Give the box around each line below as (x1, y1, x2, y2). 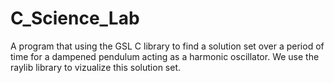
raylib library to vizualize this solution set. (10, 61, 182, 73)
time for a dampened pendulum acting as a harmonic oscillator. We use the (10, 50, 320, 62)
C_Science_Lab (10, 7, 140, 30)
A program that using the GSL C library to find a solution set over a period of (10, 40, 325, 52)
